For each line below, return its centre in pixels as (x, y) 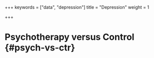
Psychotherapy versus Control (69, 37)
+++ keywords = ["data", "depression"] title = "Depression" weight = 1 (77, 7)
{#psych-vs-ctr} (40, 48)
